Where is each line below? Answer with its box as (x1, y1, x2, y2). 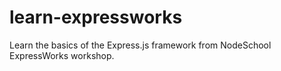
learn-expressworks (9, 6, 183, 29)
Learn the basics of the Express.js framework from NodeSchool (9, 39, 272, 51)
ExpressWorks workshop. (9, 49, 115, 61)
